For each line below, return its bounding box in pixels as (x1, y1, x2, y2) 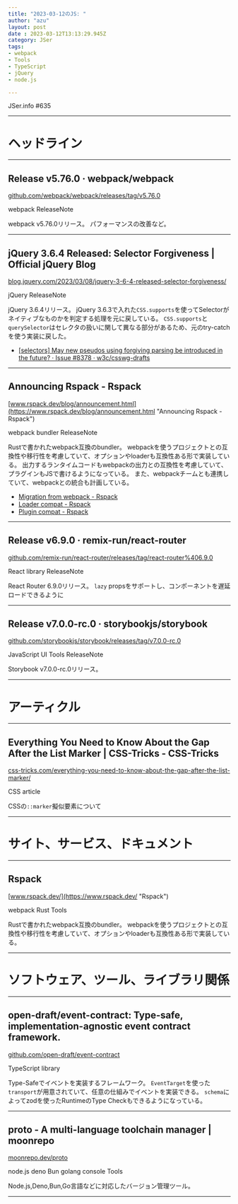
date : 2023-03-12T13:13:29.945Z (8, 30, 107, 37)
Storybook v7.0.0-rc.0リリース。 (8, 665, 102, 673)
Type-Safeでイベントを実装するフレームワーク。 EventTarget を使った (8, 1078, 211, 1087)
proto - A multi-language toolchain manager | (8, 1124, 212, 1136)
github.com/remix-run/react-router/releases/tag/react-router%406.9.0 (8, 553, 214, 562)
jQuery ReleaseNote (8, 291, 66, 299)
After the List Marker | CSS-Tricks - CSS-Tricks (8, 747, 220, 759)
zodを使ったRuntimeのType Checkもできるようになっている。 (25, 1096, 207, 1104)
